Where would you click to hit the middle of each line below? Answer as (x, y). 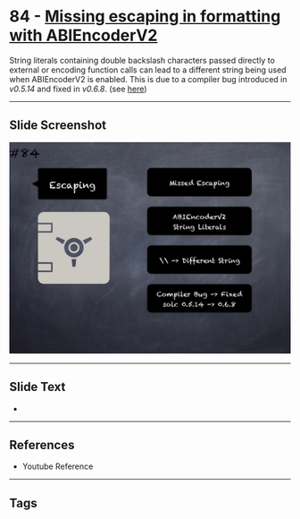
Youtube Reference (58, 466)
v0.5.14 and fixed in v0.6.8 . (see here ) (78, 89)
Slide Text (37, 387)
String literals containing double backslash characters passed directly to (142, 60)
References (42, 445)
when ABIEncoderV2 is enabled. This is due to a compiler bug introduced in (148, 79)
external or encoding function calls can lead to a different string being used (148, 70)
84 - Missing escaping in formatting (145, 17)
